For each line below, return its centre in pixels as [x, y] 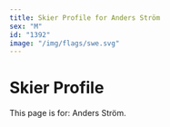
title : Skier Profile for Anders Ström [85, 18]
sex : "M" [26, 26]
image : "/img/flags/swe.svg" [65, 43]
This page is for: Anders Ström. [68, 113]
